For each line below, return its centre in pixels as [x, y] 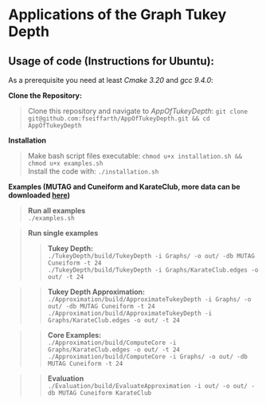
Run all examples [57, 210]
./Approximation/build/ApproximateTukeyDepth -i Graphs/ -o [149, 300]
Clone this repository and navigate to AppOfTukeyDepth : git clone [138, 111]
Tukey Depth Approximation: [96, 292]
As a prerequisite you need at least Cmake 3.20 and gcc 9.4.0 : [111, 80]
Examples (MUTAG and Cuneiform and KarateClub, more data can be [124, 186]
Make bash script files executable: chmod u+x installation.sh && [135, 156]
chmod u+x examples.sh [65, 163]
